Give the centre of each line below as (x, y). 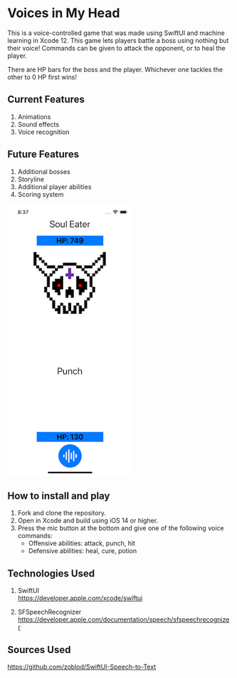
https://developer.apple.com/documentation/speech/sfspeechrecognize (123, 619)
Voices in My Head (64, 13)
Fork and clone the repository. (62, 513)
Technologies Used (51, 573)
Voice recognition (43, 132)
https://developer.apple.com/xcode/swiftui (80, 598)
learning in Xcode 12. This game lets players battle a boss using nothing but (118, 40)
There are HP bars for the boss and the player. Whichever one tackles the (115, 69)
